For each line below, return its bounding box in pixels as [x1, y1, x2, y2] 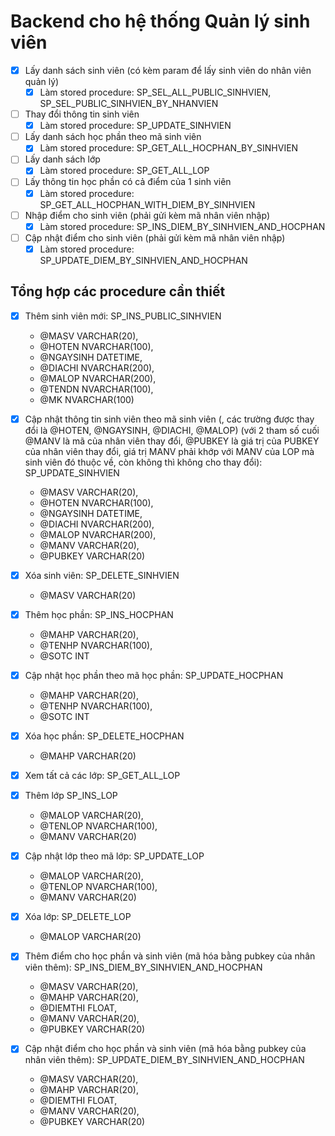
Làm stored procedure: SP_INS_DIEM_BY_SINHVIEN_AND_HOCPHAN [39, 220, 326, 232]
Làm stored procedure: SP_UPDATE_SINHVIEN [39, 120, 232, 132]
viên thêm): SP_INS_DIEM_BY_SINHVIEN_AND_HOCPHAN [24, 961, 263, 974]
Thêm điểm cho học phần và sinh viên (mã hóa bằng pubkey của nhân [24, 950, 316, 962]
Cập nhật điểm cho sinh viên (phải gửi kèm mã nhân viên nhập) [24, 231, 286, 244]
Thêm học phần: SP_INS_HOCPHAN [24, 608, 174, 620]
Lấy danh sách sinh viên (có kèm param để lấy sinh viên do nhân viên [24, 64, 312, 76]
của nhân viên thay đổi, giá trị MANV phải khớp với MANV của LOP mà [24, 445, 315, 457]
